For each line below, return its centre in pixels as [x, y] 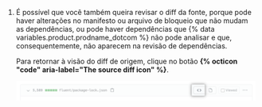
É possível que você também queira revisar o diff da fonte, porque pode [134, 12]
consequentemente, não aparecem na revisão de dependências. [121, 46]
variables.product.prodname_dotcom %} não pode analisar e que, [124, 37]
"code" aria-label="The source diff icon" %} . [92, 70]
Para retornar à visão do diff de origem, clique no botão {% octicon [127, 61]
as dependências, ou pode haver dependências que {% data [115, 29]
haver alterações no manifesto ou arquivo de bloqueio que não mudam [132, 21]
